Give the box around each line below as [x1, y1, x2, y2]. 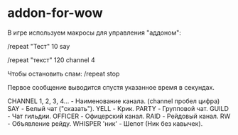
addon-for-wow [7, 5, 103, 21]
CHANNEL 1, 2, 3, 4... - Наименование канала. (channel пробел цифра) [7, 97, 220, 105]
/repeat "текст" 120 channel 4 [7, 55, 95, 64]
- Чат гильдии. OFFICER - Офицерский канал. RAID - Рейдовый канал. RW [7, 112, 231, 120]
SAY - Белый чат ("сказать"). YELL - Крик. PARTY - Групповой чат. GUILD [7, 104, 229, 112]
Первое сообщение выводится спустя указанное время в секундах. [7, 83, 215, 91]
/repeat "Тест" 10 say [7, 42, 70, 50]
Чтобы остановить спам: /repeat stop [7, 69, 120, 78]
